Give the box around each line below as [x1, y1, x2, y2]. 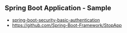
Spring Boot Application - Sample [5, 4, 111, 12]
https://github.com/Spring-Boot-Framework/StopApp [12, 22, 122, 28]
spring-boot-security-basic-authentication [12, 17, 100, 23]
